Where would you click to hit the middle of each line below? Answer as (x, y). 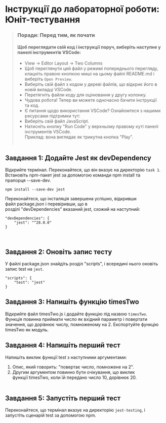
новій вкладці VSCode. (48, 90)
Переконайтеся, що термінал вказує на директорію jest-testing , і (75, 410)
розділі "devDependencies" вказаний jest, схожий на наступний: (73, 209)
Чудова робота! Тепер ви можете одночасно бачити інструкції (91, 100)
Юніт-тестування (43, 20)
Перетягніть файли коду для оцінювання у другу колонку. (85, 95)
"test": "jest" (30, 282)
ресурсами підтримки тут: (52, 116)
